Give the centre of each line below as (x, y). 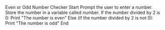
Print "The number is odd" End (37, 23)
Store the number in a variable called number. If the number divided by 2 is (83, 12)
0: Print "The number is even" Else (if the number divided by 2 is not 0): (79, 18)
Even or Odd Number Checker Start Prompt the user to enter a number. (79, 7)
